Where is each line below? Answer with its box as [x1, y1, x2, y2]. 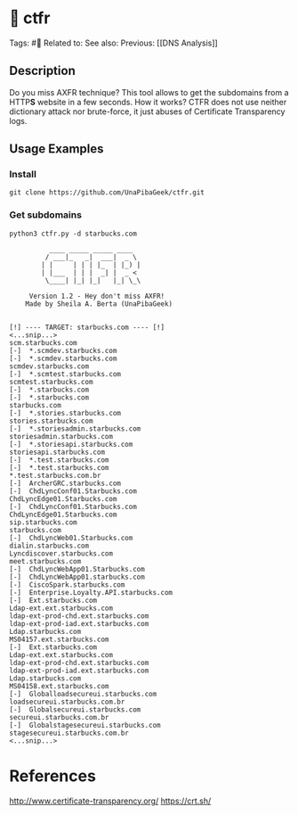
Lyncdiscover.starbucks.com [9, 548, 114, 558]
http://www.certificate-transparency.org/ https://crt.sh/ [9, 795, 212, 806]
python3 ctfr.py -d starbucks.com [9, 229, 138, 238]
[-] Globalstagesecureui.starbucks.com [9, 720, 162, 729]
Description [9, 63, 76, 78]
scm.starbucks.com [9, 338, 77, 347]
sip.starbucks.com [9, 517, 77, 527]
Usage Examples [9, 142, 104, 157]
